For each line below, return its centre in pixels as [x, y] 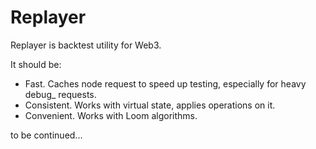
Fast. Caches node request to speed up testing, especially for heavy [165, 83]
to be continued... [46, 135]
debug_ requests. [60, 94]
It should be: [36, 64]
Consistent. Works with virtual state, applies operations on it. [150, 105]
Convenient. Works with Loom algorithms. [111, 115]
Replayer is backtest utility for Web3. [86, 45]
